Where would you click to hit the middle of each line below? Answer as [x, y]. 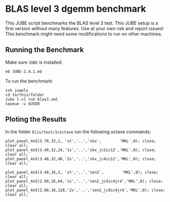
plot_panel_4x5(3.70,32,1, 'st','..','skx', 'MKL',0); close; [81, 141]
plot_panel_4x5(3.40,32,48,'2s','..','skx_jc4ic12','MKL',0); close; [81, 159]
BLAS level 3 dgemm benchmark [76, 9]
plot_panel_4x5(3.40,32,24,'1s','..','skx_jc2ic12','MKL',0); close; [81, 150]
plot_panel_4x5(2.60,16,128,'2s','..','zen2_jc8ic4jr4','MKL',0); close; [86, 190]
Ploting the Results [36, 120]
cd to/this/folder [25, 95]
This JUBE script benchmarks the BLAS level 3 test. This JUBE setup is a [82, 23]
